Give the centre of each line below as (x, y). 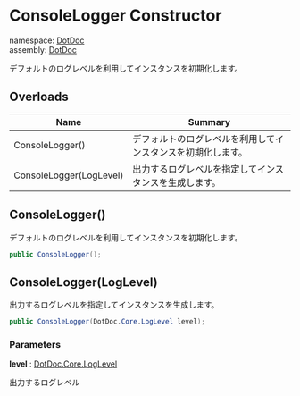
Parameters (35, 345)
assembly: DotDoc (43, 49)
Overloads (39, 97)
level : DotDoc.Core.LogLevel (63, 364)
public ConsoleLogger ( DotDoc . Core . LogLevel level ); (107, 322)
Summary (209, 122)
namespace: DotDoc (47, 40)
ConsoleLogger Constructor (116, 16)
